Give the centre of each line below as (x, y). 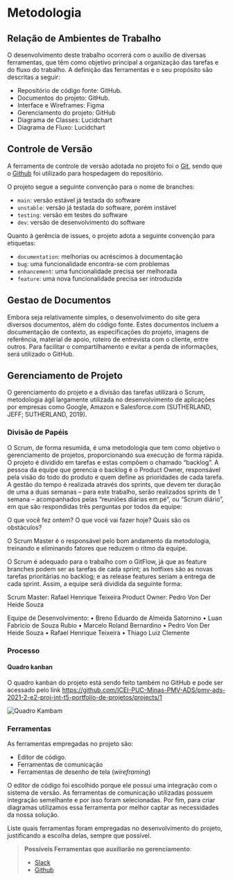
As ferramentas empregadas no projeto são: (70, 744)
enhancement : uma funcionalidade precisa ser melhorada (97, 271)
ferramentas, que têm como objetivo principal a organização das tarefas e (113, 62)
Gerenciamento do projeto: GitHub (66, 113)
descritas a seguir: (34, 77)
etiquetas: (21, 243)
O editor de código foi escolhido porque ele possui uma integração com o (112, 786)
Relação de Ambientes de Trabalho (84, 38)
